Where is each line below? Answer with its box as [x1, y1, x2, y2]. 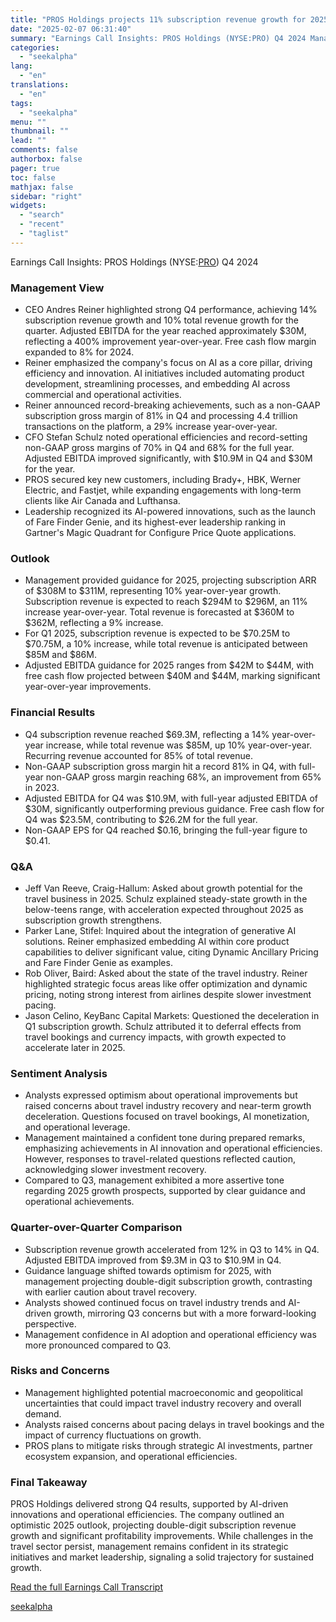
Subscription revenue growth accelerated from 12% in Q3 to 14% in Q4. [24, 1243, 320, 1255]
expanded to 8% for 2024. [24, 346, 135, 358]
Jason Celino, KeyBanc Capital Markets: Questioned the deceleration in [24, 1009, 320, 1021]
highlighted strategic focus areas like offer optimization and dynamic [24, 977, 308, 990]
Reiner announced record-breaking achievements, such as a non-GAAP [24, 399, 321, 411]
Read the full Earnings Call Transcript [10, 1581, 164, 1593]
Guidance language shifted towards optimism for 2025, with [24, 1264, 272, 1276]
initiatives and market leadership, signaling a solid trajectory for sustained [10, 1551, 315, 1563]
